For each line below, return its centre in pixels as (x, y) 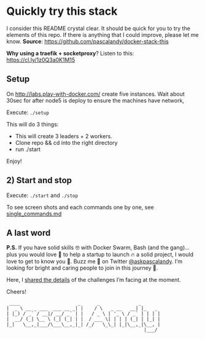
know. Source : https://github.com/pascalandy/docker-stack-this (87, 41)
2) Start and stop (39, 180)
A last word (29, 232)
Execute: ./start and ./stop (42, 195)
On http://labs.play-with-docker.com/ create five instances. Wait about (96, 94)
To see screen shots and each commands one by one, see (80, 207)
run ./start (28, 149)
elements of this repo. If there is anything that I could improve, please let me (102, 34)
